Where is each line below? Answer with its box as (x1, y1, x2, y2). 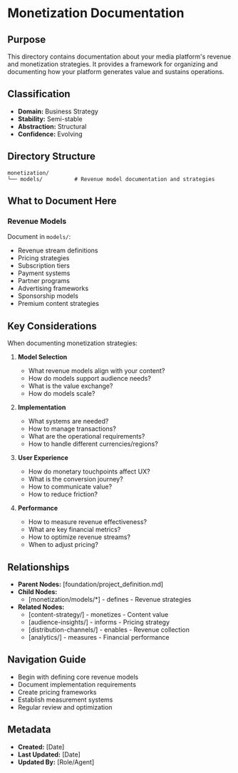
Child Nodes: (17, 587, 58, 596)
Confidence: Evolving (17, 130, 83, 138)
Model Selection (17, 353, 68, 362)
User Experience (17, 454, 69, 462)
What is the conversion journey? (28, 475, 123, 483)
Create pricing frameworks (17, 687, 97, 696)
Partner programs (17, 277, 70, 285)
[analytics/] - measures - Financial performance (28, 633, 170, 641)
